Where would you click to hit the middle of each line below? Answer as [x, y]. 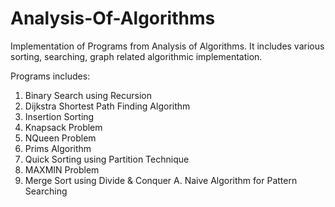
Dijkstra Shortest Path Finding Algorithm [107, 106]
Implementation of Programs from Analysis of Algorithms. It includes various [167, 46]
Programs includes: [50, 76]
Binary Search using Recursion [88, 95]
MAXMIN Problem [62, 169]
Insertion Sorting [59, 116]
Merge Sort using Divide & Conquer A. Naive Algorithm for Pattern [161, 180]
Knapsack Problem [63, 127]
